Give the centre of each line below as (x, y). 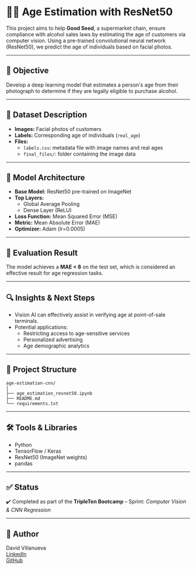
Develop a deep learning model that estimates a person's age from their (92, 85)
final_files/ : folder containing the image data (79, 154)
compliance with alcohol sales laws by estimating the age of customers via (96, 34)
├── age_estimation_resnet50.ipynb (49, 393)
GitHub (15, 560)
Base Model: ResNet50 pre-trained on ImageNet (73, 192)
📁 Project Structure (41, 370)
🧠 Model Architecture (46, 177)
